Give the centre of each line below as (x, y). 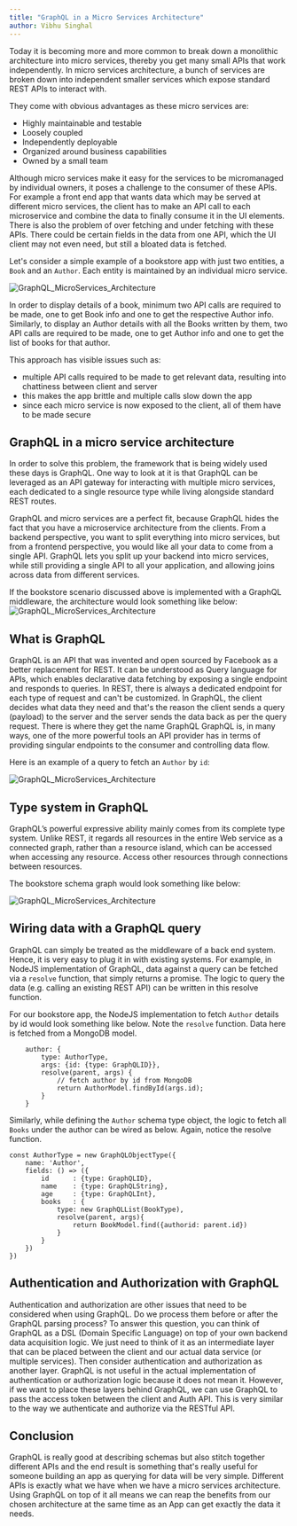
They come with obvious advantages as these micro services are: (129, 106)
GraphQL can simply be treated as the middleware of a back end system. (143, 950)
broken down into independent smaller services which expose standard (140, 79)
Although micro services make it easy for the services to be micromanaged (146, 177)
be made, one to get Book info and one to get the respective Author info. (142, 314)
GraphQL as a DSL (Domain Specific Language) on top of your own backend (148, 1333)
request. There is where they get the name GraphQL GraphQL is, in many (143, 726)
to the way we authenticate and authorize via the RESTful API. (122, 1408)
